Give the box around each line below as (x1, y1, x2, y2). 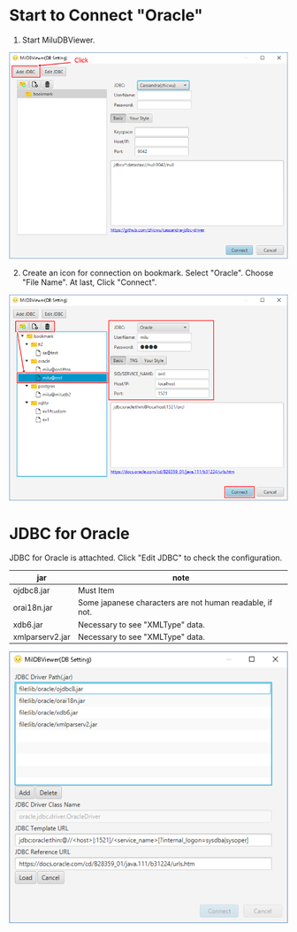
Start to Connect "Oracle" (9, 5, 203, 26)
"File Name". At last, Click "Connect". (21, 276, 157, 288)
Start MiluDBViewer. (21, 35, 95, 45)
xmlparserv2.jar (12, 631, 71, 642)
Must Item (78, 585, 115, 596)
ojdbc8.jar (12, 585, 50, 596)
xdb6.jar (12, 619, 43, 629)
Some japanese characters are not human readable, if (78, 597, 273, 608)
